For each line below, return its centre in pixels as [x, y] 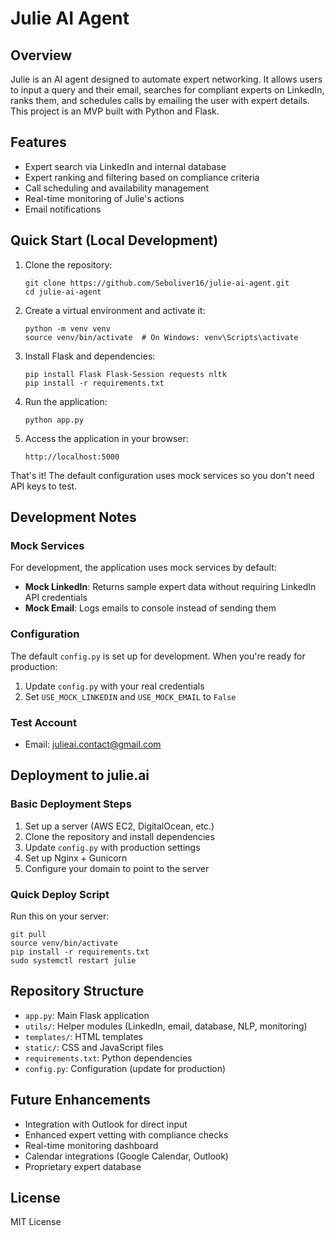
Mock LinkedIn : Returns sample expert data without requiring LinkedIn [170, 587]
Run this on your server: [60, 916]
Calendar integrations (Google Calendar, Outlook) [126, 1156]
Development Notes [73, 517]
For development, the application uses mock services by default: [143, 568]
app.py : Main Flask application [87, 1015]
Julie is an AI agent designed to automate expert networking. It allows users [166, 79]
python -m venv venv [67, 328]
